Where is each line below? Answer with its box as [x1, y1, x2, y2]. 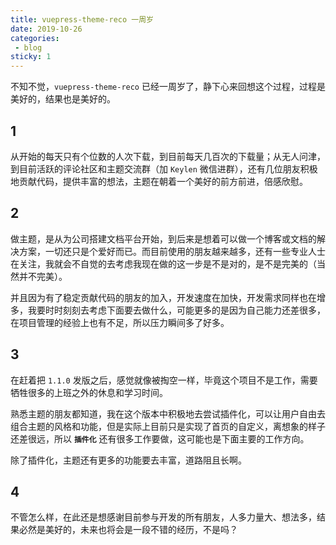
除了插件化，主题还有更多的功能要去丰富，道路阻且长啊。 [10, 454, 247, 466]
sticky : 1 [10, 52, 52, 62]
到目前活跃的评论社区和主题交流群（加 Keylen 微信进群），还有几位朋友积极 [10, 162, 318, 175]
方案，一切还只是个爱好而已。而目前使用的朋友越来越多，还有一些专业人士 [18, 245, 326, 257]
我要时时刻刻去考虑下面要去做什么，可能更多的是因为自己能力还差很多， [27, 304, 326, 316]
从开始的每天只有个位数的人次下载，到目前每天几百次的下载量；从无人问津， [10, 150, 326, 162]
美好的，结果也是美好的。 [10, 93, 116, 105]
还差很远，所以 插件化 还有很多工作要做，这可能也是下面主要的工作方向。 [10, 432, 310, 445]
